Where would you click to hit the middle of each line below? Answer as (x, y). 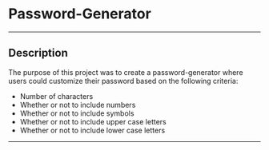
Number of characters (56, 96)
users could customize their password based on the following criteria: (123, 81)
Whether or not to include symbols (77, 113)
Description (38, 53)
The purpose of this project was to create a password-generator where (126, 72)
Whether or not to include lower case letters (92, 130)
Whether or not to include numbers (78, 105)
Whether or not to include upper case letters (93, 121)
